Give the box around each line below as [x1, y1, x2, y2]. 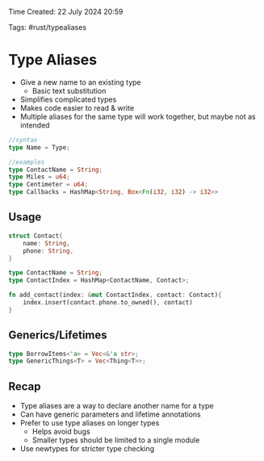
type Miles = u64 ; [8, 173, 70, 181]
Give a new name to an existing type [19, 77, 141, 87]
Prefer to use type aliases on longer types [19, 418, 160, 428]
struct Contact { [8, 232, 63, 240]
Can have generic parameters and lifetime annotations [19, 409, 201, 419]
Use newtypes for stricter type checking [19, 444, 155, 454]
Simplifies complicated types [19, 94, 117, 104]
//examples [8, 157, 45, 166]
